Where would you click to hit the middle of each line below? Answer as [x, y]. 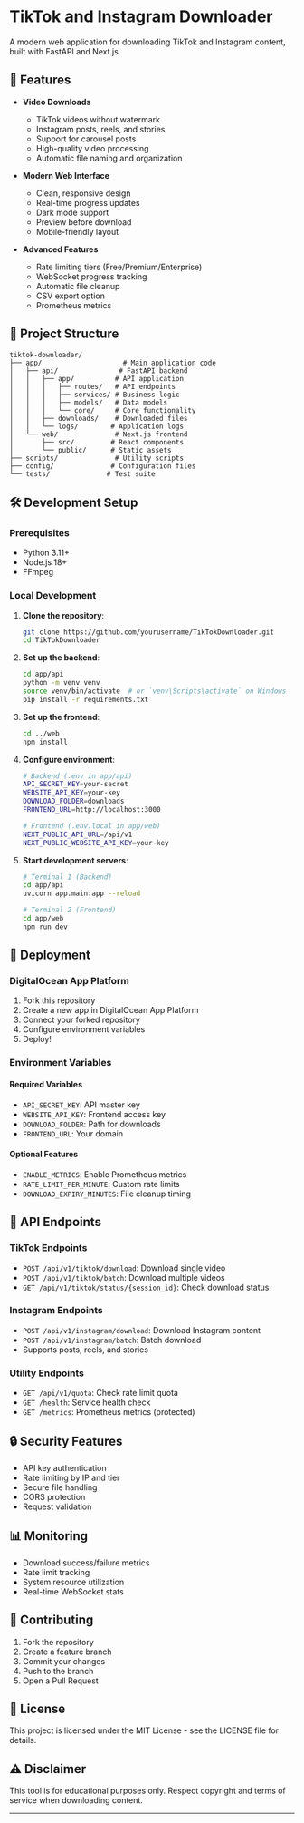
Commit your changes [64, 1661]
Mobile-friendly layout [77, 231]
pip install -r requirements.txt [85, 699]
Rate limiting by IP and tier [71, 1477]
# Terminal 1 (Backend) [67, 877]
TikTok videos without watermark [98, 119]
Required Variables [46, 1084]
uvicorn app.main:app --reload [81, 894]
